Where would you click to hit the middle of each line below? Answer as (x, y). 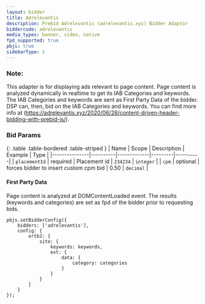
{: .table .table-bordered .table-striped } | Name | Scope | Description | (95, 148)
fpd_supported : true (33, 40)
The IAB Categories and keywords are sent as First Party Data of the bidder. (102, 100)
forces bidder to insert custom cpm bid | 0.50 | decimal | (77, 168)
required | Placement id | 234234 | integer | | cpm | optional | (125, 161)
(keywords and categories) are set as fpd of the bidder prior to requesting (100, 202)
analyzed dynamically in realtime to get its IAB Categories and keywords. (99, 93)
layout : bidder (26, 12)
